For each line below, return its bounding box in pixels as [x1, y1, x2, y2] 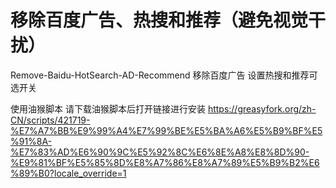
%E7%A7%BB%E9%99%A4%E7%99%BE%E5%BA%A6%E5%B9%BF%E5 [10, 124, 323, 136]
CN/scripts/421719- [10, 114, 91, 126]
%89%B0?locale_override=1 [10, 167, 127, 179]
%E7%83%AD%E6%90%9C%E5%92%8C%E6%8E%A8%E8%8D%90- [10, 146, 310, 158]
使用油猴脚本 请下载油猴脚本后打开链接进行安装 [10, 102, 206, 115]
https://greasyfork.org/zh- [207, 102, 317, 115]
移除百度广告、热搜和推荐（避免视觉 [10, 9, 309, 32]
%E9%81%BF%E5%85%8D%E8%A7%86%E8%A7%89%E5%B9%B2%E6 [10, 156, 320, 168]
